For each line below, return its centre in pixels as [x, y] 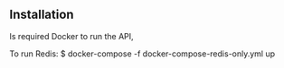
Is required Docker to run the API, [71, 36]
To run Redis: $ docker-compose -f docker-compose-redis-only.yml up [142, 54]
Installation [42, 15]
